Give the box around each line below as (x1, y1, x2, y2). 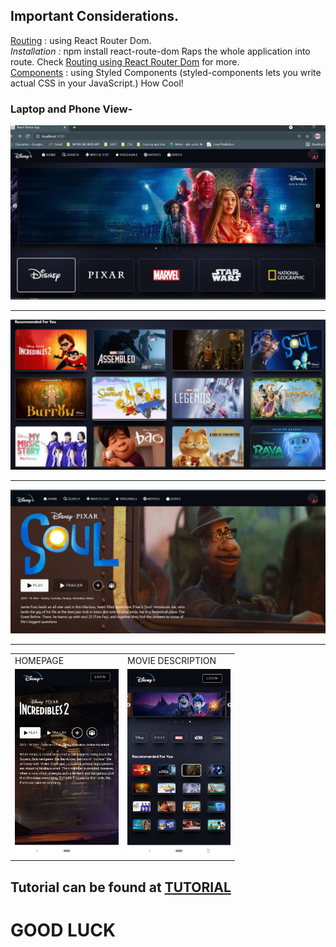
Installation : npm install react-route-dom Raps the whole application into (10, 45, 311, 57)
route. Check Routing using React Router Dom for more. (10, 55, 240, 68)
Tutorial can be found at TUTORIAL (10, 879, 232, 896)
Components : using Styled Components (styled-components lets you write (10, 66, 322, 78)
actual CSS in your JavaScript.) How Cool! (10, 77, 184, 89)
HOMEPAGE (14, 654, 65, 666)
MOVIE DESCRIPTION (127, 654, 217, 666)
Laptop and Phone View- (10, 102, 133, 116)
